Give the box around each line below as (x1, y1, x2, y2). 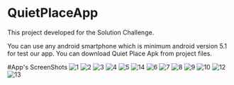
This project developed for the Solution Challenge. (7, 28, 155, 37)
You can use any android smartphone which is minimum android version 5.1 (7, 41, 227, 50)
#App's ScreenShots (7, 63, 68, 71)
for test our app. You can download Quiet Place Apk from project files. (7, 49, 213, 58)
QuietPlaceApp (7, 5, 99, 21)
